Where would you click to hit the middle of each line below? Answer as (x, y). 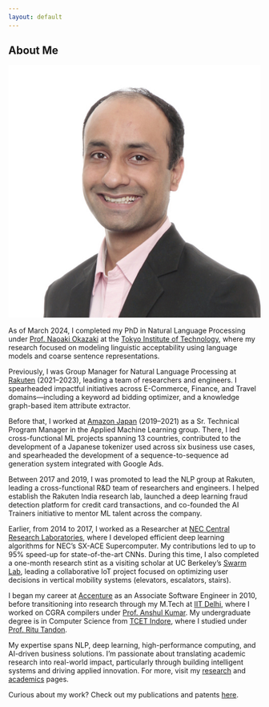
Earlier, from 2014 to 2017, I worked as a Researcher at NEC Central (119, 529)
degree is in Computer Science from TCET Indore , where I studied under (128, 621)
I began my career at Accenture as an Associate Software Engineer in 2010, (133, 596)
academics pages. (39, 679)
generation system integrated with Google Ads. (86, 464)
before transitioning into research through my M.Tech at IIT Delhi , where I (129, 604)
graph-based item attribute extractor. (69, 406)
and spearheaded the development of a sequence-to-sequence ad (119, 455)
